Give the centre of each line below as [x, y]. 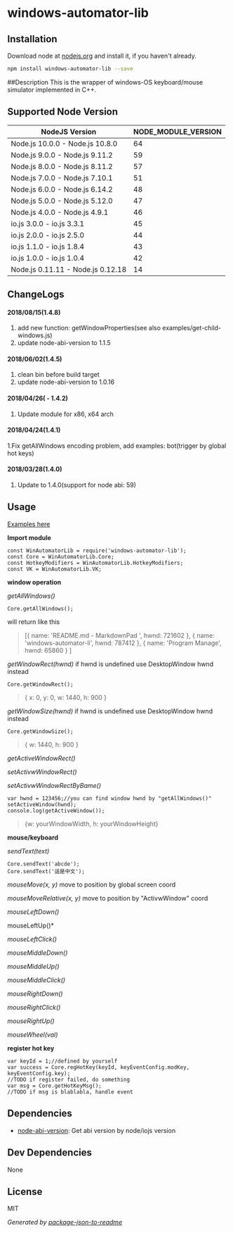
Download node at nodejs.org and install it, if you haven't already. [102, 56]
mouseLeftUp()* [31, 925]
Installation [32, 39]
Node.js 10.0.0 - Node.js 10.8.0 [64, 144]
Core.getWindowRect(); [40, 684]
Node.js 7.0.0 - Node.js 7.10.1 [62, 177]
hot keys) [21, 453]
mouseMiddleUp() [33, 966]
